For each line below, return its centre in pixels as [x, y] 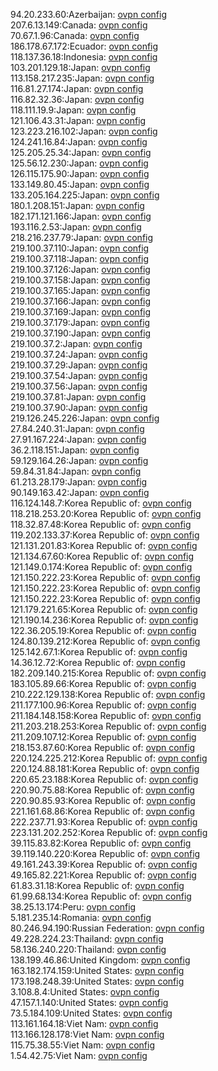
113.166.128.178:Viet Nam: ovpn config [87, 1034]
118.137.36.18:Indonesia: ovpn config [84, 57]
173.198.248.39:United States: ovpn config [97, 981]
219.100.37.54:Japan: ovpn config [79, 375]
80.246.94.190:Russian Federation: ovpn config [107, 928]
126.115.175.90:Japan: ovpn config [80, 173]
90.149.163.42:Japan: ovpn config [80, 492]
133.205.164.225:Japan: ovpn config [85, 195]
